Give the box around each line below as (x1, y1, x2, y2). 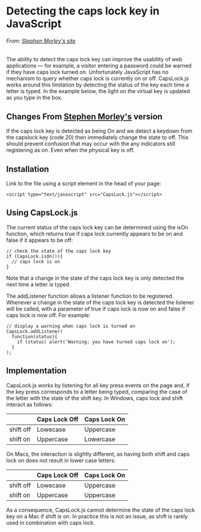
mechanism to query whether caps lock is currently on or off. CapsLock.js (6, 75, 189, 82)
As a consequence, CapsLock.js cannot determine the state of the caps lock (6, 506, 195, 513)
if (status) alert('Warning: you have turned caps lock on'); (17, 339, 176, 345)
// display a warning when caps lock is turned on (6, 323, 136, 329)
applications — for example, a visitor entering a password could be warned (6, 62, 192, 70)
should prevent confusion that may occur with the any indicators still (6, 140, 176, 148)
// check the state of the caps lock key (6, 248, 112, 254)
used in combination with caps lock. (6, 519, 95, 526)
